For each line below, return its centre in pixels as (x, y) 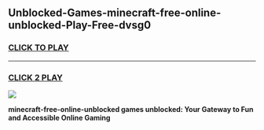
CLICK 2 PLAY (35, 77)
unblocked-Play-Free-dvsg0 (80, 26)
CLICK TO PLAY (38, 48)
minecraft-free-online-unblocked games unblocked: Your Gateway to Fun (131, 109)
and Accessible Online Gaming (59, 117)
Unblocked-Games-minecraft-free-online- (115, 13)
